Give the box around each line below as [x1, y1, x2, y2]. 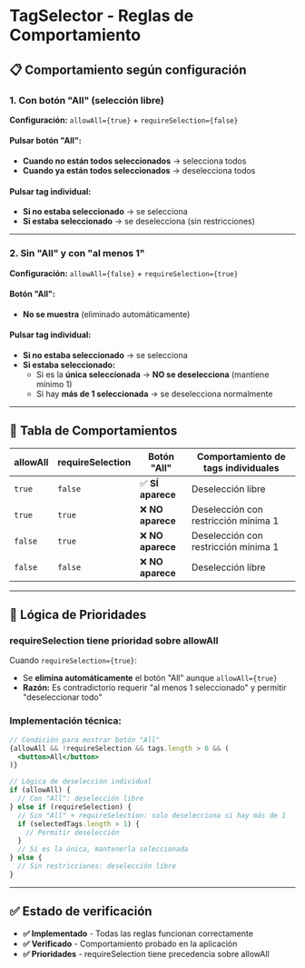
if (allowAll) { [9, 785, 71, 795]
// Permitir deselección [25, 828, 120, 837]
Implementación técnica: [9, 714, 123, 727]
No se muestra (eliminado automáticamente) [22, 308, 191, 319]
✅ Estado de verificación [9, 903, 152, 919]
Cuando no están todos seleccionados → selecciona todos [22, 155, 247, 166]
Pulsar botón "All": [9, 135, 82, 146]
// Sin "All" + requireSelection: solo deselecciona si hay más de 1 [17, 811, 286, 820]
